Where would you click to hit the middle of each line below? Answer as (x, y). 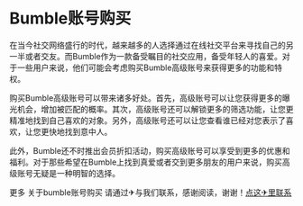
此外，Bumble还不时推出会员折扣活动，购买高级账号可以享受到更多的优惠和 (150, 150)
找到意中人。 (88, 131)
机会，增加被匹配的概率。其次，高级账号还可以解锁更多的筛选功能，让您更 (155, 109)
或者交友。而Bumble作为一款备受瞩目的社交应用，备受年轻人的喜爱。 (153, 56)
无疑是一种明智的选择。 (76, 173)
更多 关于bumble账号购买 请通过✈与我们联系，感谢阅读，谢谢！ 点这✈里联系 (151, 192)
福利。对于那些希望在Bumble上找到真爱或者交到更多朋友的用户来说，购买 (146, 162)
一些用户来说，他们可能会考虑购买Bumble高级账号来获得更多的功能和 (146, 67)
